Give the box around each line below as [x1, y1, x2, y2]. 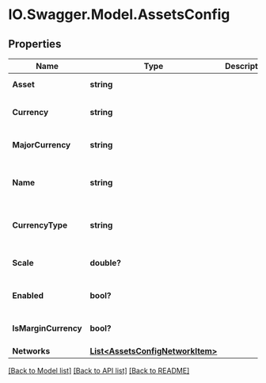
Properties [8, 37, 62, 51]
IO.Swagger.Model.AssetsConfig [8, 6, 230, 24]
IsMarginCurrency [12, 323, 82, 334]
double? [89, 258, 121, 268]
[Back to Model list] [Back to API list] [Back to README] [8, 366, 190, 375]
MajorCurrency [12, 140, 71, 150]
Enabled [12, 290, 44, 301]
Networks [12, 346, 51, 356]
